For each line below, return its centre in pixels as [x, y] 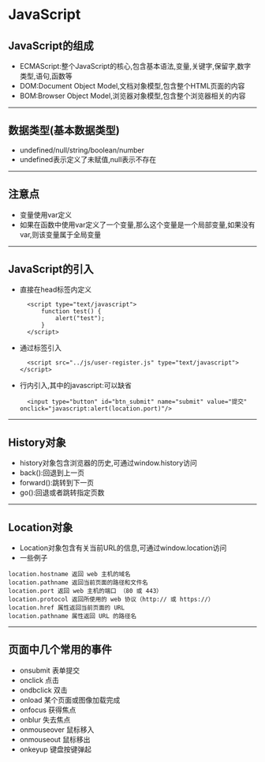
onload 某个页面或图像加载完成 [70, 700]
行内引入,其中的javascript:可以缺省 [75, 386]
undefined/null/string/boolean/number [82, 150]
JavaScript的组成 [51, 45]
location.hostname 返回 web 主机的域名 [69, 575]
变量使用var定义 [46, 214]
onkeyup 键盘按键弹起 [56, 749]
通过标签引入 [40, 348]
